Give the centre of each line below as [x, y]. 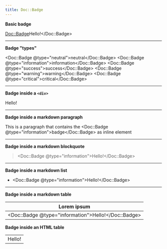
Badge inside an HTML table [35, 227]
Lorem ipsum [75, 206]
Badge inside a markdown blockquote [45, 146]
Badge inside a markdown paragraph [44, 117]
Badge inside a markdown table [38, 194]
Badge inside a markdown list [36, 170]
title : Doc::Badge [24, 10]
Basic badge [18, 24]
